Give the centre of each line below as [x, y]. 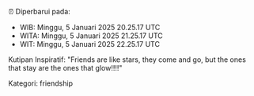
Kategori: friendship [41, 83]
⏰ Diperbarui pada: [40, 12]
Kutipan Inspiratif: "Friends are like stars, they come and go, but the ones [127, 60]
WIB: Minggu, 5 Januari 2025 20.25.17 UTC [90, 27]
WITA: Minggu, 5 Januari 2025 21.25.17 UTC [91, 36]
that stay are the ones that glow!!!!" [65, 68]
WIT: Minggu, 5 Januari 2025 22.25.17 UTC [90, 44]
